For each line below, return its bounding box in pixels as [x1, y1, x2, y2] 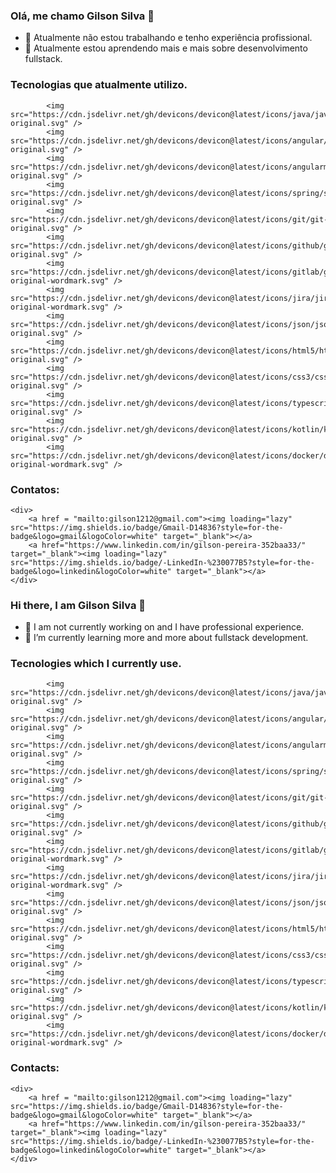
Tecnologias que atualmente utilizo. [10, 78, 188, 92]
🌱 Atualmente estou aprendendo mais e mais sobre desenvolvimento [24, 42, 308, 54]
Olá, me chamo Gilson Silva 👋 [10, 9, 155, 23]
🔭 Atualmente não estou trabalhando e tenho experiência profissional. [24, 32, 313, 44]
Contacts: [10, 1061, 60, 1075]
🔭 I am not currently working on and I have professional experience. [24, 621, 305, 633]
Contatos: [10, 482, 60, 496]
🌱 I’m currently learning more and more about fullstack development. [24, 632, 309, 644]
